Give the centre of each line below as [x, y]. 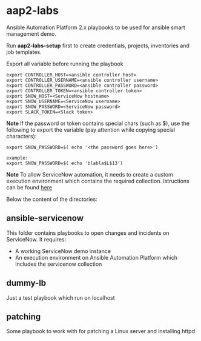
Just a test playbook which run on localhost [61, 297]
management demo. [31, 33]
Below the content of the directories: [52, 199]
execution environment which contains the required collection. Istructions [98, 181]
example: [17, 158]
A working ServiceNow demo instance [63, 251]
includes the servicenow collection [58, 264]
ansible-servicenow [45, 218]
